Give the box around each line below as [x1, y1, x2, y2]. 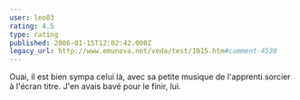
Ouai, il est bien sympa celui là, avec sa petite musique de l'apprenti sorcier [9, 71, 292, 82]
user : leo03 [9, 13, 54, 23]
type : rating [9, 30, 59, 39]
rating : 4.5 [9, 22, 54, 31]
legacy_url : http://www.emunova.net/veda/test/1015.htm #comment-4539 [9, 47, 278, 56]
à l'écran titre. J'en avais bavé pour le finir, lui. [9, 81, 181, 92]
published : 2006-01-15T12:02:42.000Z [9, 38, 152, 48]
